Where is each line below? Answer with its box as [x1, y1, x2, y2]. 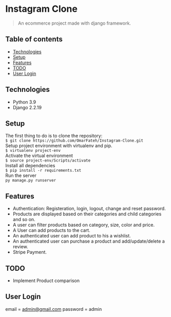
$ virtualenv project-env [5, 148, 61, 153]
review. [12, 244, 28, 250]
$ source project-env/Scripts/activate [5, 158, 91, 163]
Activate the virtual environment [5, 152, 73, 159]
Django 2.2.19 [12, 104, 42, 110]
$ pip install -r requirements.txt [5, 168, 82, 173]
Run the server [5, 172, 37, 179]
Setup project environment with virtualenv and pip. [5, 143, 112, 149]
